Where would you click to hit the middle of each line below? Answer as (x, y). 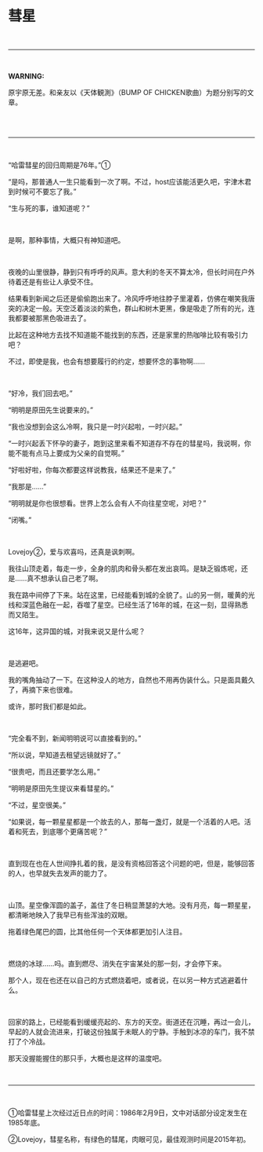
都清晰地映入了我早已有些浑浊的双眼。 (70, 915)
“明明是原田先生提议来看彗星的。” (61, 788)
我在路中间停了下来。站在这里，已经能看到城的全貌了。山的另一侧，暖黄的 (128, 594)
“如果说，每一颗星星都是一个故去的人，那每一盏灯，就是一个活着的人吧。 (126, 821)
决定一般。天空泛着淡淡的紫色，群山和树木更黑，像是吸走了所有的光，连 (138, 308)
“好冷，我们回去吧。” (40, 393)
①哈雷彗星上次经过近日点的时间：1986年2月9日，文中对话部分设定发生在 (128, 1113)
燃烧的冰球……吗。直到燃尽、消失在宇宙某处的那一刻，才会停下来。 (117, 964)
